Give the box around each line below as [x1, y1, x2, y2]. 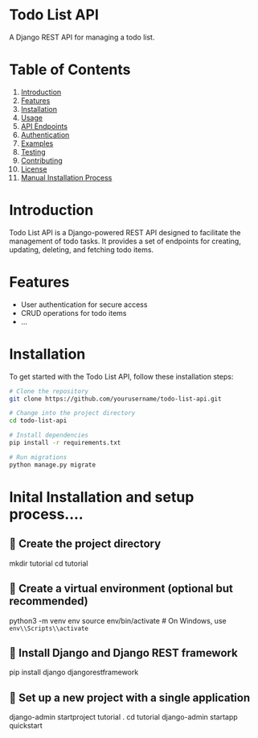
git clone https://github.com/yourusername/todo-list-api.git [9, 395, 222, 403]
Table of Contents [9, 60, 131, 79]
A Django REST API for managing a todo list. [9, 32, 155, 42]
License [20, 164, 47, 174]
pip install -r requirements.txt [9, 439, 121, 447]
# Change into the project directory [9, 409, 136, 417]
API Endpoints [20, 121, 68, 131]
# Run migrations [9, 453, 68, 461]
